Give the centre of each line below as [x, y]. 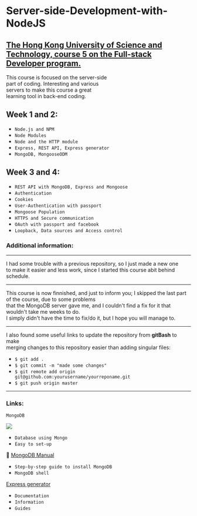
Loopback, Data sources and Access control [69, 230]
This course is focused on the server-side [57, 77]
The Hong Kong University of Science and [84, 45]
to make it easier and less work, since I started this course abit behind [91, 270]
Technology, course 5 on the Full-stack [79, 54]
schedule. [18, 276]
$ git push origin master [46, 383]
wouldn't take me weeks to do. [43, 311]
